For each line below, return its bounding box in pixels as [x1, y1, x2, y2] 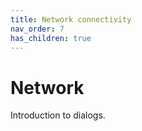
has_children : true [10, 33, 92, 43]
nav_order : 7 [10, 24, 65, 34]
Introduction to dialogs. [10, 109, 106, 121]
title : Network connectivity [10, 14, 132, 25]
